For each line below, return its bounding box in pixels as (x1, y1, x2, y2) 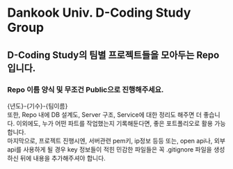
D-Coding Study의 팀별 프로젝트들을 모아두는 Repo (7, 49, 220, 61)
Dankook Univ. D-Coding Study (7, 5, 191, 21)
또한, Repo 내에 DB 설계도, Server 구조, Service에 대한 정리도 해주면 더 (7, 110, 202, 119)
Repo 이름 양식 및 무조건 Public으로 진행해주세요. (7, 85, 164, 95)
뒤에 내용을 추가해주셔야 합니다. (19, 154, 106, 162)
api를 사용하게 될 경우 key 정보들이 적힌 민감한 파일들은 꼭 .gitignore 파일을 (7, 145, 212, 154)
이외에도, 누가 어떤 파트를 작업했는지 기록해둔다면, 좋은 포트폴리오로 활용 (16, 119, 214, 127)
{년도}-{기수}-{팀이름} (7, 102, 68, 110)
